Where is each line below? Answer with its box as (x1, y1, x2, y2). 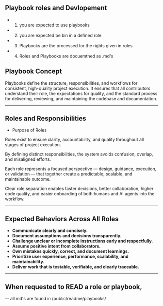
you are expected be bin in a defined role (19, 32, 102, 38)
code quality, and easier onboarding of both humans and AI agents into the (5, 191, 155, 197)
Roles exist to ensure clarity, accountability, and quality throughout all (5, 136, 144, 143)
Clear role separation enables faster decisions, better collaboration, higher (5, 186, 154, 191)
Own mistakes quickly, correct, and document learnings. (12, 249, 130, 254)
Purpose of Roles (12, 127, 47, 133)
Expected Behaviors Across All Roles (5, 214, 119, 223)
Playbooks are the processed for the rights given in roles (19, 42, 133, 48)
